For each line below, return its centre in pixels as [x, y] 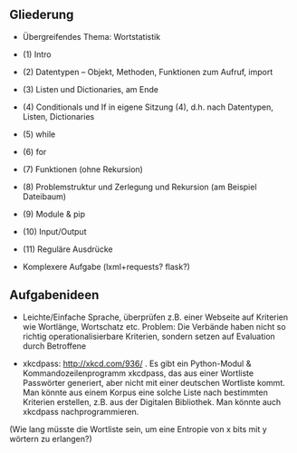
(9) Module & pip [54, 214]
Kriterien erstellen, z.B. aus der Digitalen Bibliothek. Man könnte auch [152, 401]
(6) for [34, 151]
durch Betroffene [54, 346]
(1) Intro [37, 54]
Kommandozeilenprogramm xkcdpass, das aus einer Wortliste [138, 373]
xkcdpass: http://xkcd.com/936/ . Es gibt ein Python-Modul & [137, 363]
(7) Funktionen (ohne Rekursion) [82, 169]
